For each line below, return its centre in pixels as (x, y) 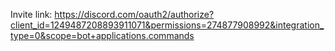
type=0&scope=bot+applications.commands (102, 35)
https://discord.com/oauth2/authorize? (134, 14)
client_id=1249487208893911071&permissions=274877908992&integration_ (167, 25)
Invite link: (31, 14)
